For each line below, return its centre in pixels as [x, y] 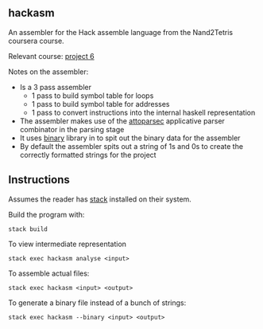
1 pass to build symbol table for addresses [101, 104]
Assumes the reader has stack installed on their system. [100, 199]
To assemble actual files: [49, 273]
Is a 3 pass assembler [56, 87]
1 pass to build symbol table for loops [93, 96]
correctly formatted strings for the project [88, 155]
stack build [28, 229]
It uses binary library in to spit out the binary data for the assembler [130, 138]
